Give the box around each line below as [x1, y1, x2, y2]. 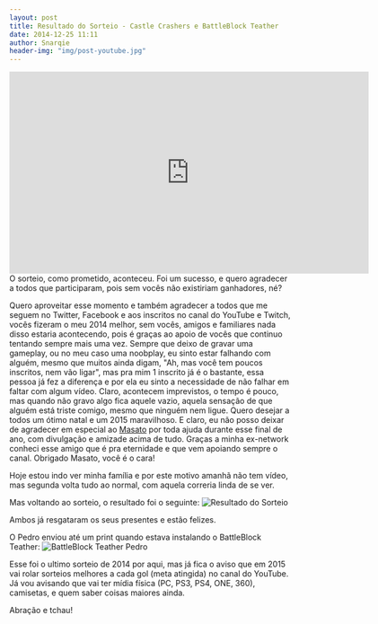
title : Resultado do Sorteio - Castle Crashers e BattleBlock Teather [9, 22, 279, 31]
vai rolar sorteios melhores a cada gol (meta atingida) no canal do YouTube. [9, 568, 289, 579]
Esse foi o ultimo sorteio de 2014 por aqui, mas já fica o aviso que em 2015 [9, 558, 286, 570]
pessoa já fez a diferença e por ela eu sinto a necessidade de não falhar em [9, 376, 290, 387]
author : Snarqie [9, 38, 70, 48]
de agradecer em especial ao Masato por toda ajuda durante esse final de [9, 424, 283, 435]
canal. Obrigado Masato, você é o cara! [9, 453, 155, 463]
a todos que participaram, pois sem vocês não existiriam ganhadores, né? [9, 283, 283, 294]
